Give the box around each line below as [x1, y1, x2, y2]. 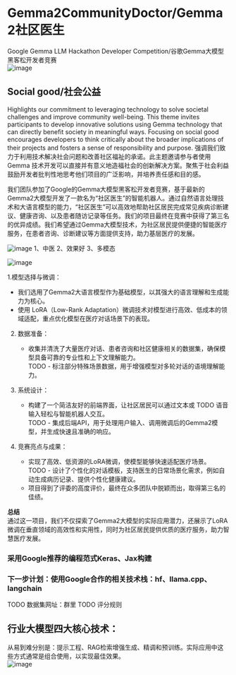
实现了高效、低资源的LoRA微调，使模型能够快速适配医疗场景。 [27, 457, 211, 465]
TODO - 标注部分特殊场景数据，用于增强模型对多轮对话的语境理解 [27, 362, 220, 370]
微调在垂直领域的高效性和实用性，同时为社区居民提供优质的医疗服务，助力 [7, 525, 223, 534]
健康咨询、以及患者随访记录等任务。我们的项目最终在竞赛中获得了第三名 [19, 211, 230, 220]
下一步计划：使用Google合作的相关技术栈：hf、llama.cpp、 [7, 574, 211, 584]
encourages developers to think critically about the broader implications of [7, 135, 224, 143]
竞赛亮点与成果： [17, 442, 68, 450]
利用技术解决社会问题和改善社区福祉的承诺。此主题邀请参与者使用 [19, 152, 211, 160]
